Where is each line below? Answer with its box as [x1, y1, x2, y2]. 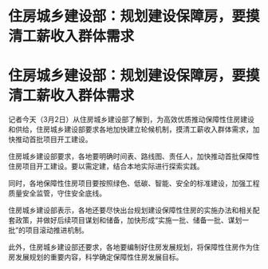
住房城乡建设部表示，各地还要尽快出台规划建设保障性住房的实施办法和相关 [8, 205, 253, 216]
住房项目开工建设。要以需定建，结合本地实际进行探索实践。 [8, 161, 204, 172]
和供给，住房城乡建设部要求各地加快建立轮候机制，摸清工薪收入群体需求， [8, 125, 253, 134]
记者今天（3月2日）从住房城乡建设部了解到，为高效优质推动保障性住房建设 [8, 115, 255, 125]
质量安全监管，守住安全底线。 [8, 188, 106, 198]
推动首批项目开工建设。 [14, 135, 93, 144]
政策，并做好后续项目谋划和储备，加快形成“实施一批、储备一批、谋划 [14, 216, 242, 225]
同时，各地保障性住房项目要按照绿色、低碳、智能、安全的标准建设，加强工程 [8, 179, 260, 188]
